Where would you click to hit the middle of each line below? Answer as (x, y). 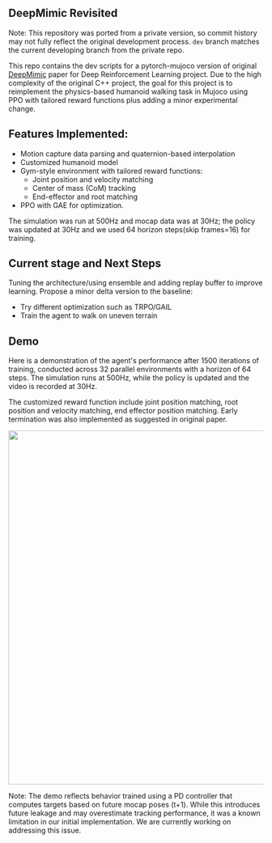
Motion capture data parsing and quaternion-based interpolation (127, 154)
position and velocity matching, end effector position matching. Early (123, 411)
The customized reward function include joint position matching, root (123, 402)
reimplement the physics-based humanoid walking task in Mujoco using (128, 91)
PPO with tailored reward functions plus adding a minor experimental (123, 100)
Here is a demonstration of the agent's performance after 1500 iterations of (134, 361)
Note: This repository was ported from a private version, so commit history (133, 32)
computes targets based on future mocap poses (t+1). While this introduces (134, 805)
